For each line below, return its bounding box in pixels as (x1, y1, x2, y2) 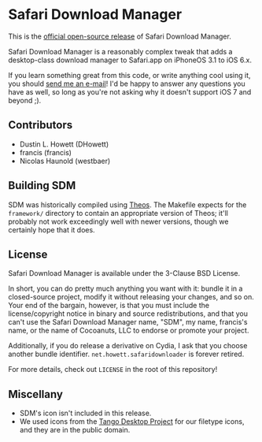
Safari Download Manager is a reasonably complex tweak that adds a (8, 46, 233, 56)
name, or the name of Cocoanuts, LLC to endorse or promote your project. (8, 325, 249, 336)
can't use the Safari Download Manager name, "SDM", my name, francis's (8, 318, 248, 327)
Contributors (8, 118, 73, 132)
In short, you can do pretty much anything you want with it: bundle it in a (8, 284, 243, 293)
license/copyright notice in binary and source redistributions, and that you (8, 309, 249, 318)
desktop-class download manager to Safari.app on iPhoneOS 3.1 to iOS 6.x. (8, 55, 252, 65)
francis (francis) (19, 147, 72, 157)
